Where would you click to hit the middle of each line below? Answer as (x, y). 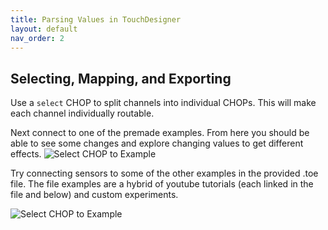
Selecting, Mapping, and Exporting (121, 78)
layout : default (44, 29)
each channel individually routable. (82, 113)
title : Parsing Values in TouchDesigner (96, 19)
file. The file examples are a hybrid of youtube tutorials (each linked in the (162, 184)
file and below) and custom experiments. (94, 195)
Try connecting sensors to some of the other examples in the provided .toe (164, 173)
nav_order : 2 (37, 38)
